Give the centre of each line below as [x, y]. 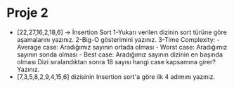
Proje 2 [27, 13]
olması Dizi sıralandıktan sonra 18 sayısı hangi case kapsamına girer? [116, 61]
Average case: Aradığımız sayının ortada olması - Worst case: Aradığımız [122, 47]
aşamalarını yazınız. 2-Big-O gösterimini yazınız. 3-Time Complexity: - [118, 39]
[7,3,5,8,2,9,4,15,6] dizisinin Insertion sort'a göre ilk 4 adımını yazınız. [116, 76]
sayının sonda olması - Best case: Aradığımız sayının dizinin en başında [119, 54]
